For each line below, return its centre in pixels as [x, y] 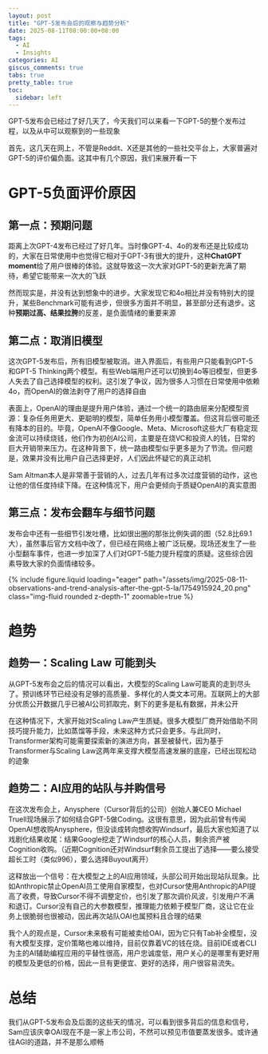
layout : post [30, 16]
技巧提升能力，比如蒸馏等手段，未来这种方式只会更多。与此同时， [116, 730]
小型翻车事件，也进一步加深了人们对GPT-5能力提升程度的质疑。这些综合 [127, 553]
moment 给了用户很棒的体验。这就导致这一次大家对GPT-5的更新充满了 [124, 266]
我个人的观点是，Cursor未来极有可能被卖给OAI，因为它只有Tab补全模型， [129, 933]
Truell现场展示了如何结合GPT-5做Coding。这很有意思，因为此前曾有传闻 [127, 819]
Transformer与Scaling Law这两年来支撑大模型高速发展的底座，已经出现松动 [132, 750]
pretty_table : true [41, 82]
